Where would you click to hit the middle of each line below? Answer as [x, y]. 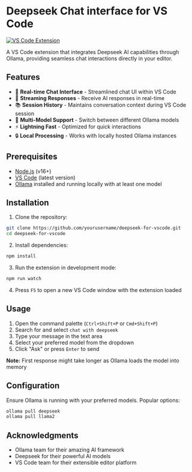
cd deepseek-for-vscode [36, 234]
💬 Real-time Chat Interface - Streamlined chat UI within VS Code [95, 92]
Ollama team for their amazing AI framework [70, 450]
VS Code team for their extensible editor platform [76, 462]
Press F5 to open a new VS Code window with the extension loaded [98, 290]
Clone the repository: [41, 217]
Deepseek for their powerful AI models [63, 456]
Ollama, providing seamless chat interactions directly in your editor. [89, 58]
